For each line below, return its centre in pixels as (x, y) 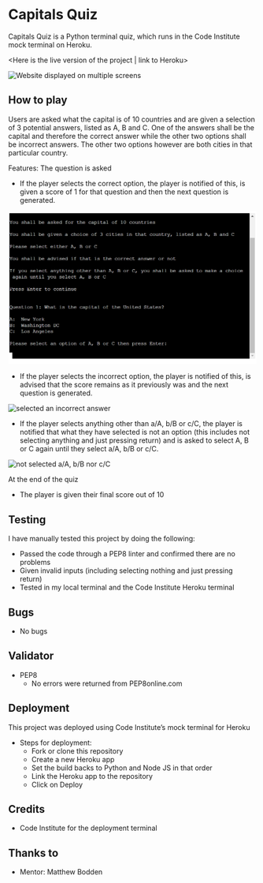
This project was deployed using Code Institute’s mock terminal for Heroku (129, 727)
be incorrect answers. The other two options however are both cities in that (130, 144)
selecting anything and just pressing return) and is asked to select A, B (134, 440)
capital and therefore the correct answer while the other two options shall (127, 136)
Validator (31, 656)
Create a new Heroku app (73, 759)
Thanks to (33, 853)
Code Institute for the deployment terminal (88, 828)
